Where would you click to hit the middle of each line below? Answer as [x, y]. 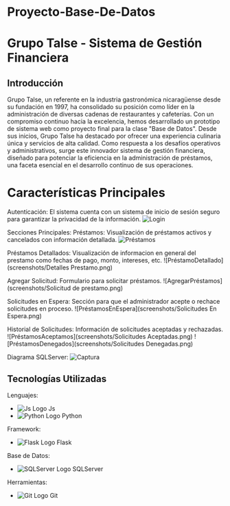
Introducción [35, 83]
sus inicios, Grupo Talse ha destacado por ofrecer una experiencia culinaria [114, 136]
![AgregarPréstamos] [193, 281]
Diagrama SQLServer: [38, 357]
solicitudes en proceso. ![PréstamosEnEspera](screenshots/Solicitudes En [112, 309]
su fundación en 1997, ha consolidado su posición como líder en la [101, 107]
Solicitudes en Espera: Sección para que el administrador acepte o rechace [114, 302]
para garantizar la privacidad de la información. [74, 219]
